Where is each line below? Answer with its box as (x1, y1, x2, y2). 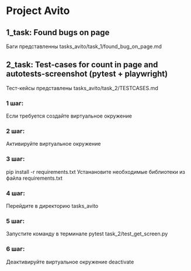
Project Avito (6, 4, 70, 18)
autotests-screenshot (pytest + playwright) (6, 69, 168, 79)
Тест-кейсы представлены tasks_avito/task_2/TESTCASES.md (6, 84, 159, 91)
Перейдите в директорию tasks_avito (6, 203, 99, 209)
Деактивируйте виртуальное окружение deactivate (6, 258, 134, 265)
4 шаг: (6, 189, 25, 197)
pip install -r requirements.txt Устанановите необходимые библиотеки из (6, 168, 185, 175)
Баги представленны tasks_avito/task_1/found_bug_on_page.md (6, 43, 162, 50)
